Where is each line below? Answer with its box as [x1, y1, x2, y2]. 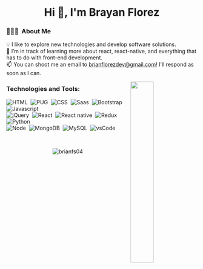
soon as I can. [6, 70, 41, 77]
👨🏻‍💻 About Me [6, 27, 52, 36]
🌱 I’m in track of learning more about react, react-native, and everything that [6, 48, 197, 55]
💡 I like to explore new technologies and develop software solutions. [6, 41, 177, 48]
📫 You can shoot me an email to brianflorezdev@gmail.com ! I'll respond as [6, 61, 194, 68]
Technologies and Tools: [6, 85, 81, 93]
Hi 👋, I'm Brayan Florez [44, 5, 160, 19]
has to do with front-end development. [6, 54, 103, 61]
